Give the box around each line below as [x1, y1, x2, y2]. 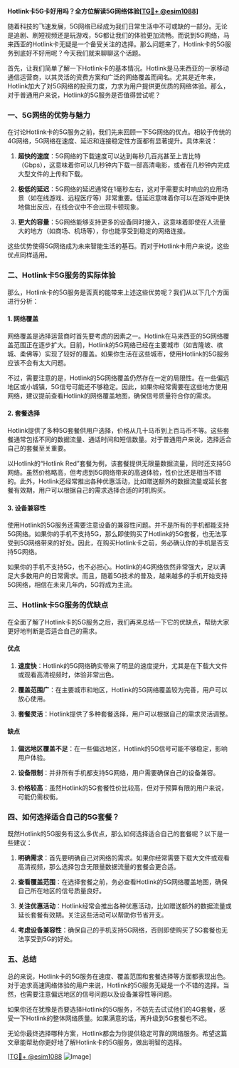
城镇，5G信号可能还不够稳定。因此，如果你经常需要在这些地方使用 [31, 382, 228, 391]
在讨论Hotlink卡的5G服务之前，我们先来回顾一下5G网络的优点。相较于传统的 [7, 128, 232, 136]
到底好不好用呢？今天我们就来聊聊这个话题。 [13, 49, 144, 57]
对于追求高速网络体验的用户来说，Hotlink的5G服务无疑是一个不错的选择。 [7, 980, 223, 990]
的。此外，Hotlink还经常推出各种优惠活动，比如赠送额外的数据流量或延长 [7, 477, 222, 486]
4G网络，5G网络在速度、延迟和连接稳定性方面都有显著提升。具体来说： [7, 137, 218, 145]
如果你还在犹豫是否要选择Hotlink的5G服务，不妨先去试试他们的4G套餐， [7, 1005, 220, 1013]
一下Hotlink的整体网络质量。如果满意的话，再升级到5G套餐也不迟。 [13, 1014, 211, 1022]
